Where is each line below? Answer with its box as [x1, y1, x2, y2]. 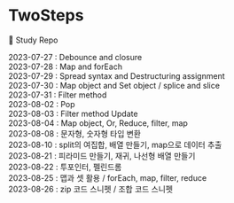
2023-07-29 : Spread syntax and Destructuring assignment [8, 70, 225, 81]
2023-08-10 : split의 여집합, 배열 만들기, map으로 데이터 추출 [8, 139, 222, 150]
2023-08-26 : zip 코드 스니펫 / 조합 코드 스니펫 [8, 183, 174, 194]
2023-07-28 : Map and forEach [8, 61, 123, 72]
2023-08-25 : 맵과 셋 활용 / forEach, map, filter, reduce [8, 172, 207, 183]
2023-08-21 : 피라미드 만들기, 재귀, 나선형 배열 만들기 [8, 150, 196, 160]
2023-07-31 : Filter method [8, 90, 107, 100]
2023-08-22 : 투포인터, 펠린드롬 [8, 161, 122, 172]
